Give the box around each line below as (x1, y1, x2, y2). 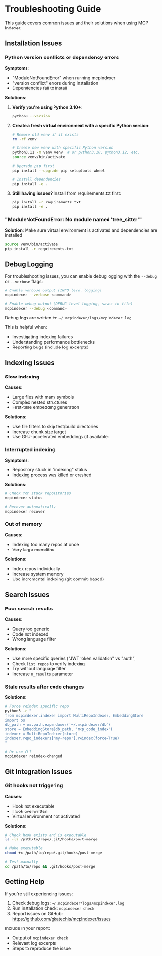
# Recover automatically (5, 505, 56, 510)
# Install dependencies (12, 177, 61, 182)
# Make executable (5, 846, 43, 851)
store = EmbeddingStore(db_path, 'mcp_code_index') (5, 726, 113, 732)
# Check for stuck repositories (5, 491, 71, 496)
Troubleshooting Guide (5, 3, 101, 15)
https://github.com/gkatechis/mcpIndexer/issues (12, 916, 111, 922)
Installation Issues (5, 39, 62, 48)
